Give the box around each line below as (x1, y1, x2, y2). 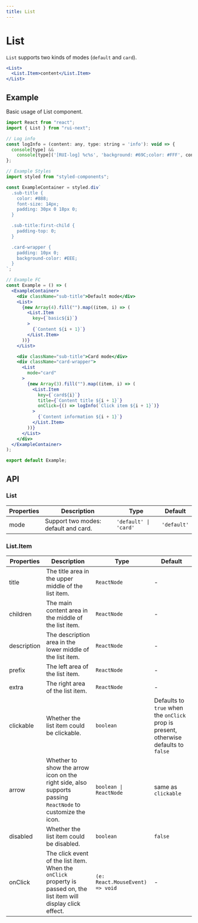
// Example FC (6, 277, 41, 283)
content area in (46, 606, 88, 615)
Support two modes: (45, 516, 101, 525)
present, (154, 726, 177, 734)
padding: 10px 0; (16, 249, 60, 256)
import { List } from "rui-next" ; (6, 125, 91, 131)
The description (46, 630, 90, 639)
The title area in (46, 567, 90, 576)
